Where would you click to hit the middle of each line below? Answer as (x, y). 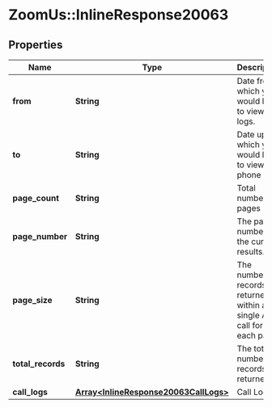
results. (251, 252)
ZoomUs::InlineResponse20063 (119, 15)
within (249, 305)
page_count (36, 198)
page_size (32, 300)
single (249, 315)
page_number (40, 236)
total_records (39, 364)
